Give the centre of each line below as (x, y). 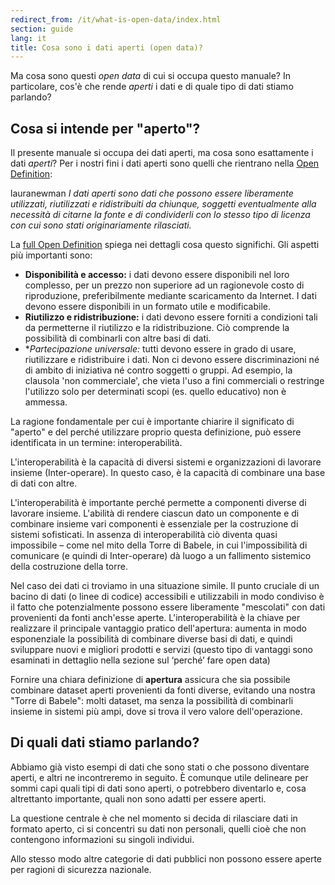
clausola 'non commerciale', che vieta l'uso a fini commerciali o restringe (174, 381)
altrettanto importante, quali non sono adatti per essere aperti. (138, 798)
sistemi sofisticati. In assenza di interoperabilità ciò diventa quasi (144, 535)
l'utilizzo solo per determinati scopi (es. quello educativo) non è (155, 392)
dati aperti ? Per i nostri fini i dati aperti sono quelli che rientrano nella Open (165, 163)
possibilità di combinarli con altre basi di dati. (118, 338)
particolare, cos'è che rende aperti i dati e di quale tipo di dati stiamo (152, 87)
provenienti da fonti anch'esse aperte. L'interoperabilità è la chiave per (155, 618)
